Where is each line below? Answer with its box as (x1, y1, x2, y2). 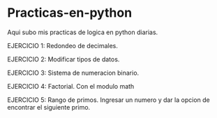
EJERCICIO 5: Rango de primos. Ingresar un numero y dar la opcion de (7, 96, 211, 104)
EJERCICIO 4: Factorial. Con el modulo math (7, 82, 135, 90)
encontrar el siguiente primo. (7, 103, 91, 111)
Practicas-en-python (7, 5, 133, 21)
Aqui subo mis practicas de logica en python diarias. (7, 28, 158, 36)
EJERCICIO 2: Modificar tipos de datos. (7, 54, 120, 64)
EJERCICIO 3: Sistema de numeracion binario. (7, 68, 140, 77)
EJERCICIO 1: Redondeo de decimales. (7, 41, 119, 50)
